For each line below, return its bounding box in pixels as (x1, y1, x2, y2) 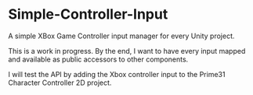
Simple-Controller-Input (8, 5, 168, 23)
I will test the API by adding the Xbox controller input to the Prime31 (8, 69, 226, 79)
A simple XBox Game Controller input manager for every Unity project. (8, 31, 235, 40)
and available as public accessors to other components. (8, 55, 189, 64)
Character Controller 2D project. (8, 78, 112, 87)
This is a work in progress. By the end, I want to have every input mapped (8, 46, 246, 55)
